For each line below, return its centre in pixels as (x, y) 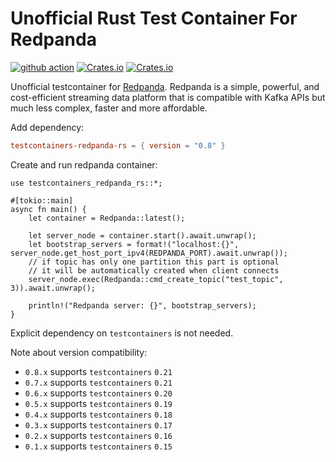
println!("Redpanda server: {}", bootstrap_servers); (142, 305)
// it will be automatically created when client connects (154, 270)
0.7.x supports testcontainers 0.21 (98, 382)
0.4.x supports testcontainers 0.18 (98, 414)
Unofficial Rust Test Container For (154, 18)
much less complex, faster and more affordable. (109, 108)
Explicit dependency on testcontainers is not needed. (122, 333)
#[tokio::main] (42, 200)
